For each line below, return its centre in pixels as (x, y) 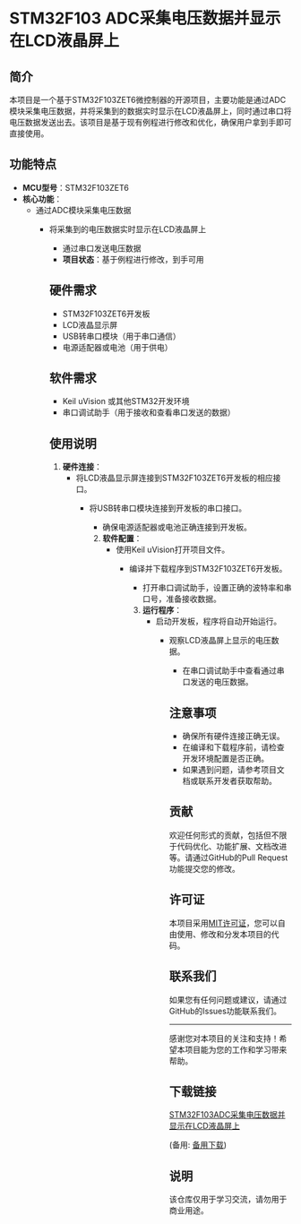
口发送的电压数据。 (218, 682)
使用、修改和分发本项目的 (224, 934)
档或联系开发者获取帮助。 (230, 781)
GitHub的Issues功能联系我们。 (225, 1011)
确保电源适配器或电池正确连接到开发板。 (177, 527)
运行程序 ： (162, 610)
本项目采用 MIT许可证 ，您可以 (224, 923)
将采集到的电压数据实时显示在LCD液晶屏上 (128, 228)
